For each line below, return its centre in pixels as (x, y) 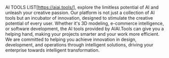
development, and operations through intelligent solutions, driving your (79, 45)
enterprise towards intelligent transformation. (53, 50)
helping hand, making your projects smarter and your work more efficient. (82, 34)
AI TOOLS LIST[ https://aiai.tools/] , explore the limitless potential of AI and (82, 7)
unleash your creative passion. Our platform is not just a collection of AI (80, 13)
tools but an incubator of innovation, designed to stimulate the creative (79, 18)
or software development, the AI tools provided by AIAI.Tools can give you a (84, 29)
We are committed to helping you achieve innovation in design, (71, 39)
